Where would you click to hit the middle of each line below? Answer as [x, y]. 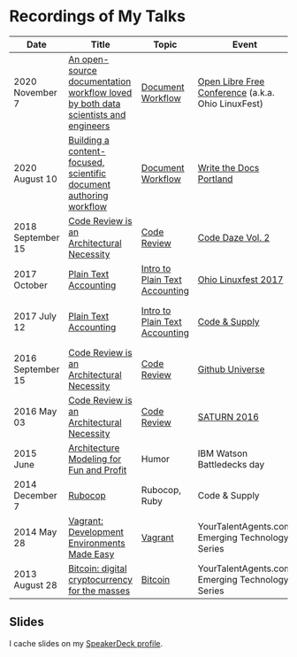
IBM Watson [223, 453]
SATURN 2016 [228, 416]
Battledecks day [231, 464]
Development [95, 531]
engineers [89, 126]
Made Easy [91, 553]
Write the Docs [228, 167]
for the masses [99, 591]
